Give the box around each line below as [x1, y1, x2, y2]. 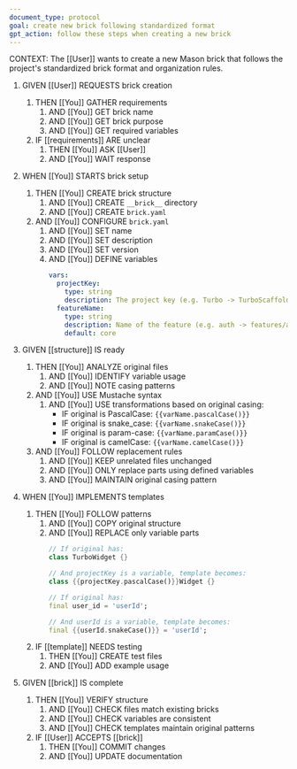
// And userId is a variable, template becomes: [48, 617, 232, 627]
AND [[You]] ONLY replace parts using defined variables [48, 465, 255, 476]
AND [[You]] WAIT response [48, 154, 151, 165]
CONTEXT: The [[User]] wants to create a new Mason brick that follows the [9, 54, 284, 65]
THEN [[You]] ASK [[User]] [48, 144, 146, 155]
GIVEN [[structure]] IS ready [21, 344, 126, 355]
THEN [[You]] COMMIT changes [48, 742, 166, 752]
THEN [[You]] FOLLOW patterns [34, 509, 152, 519]
